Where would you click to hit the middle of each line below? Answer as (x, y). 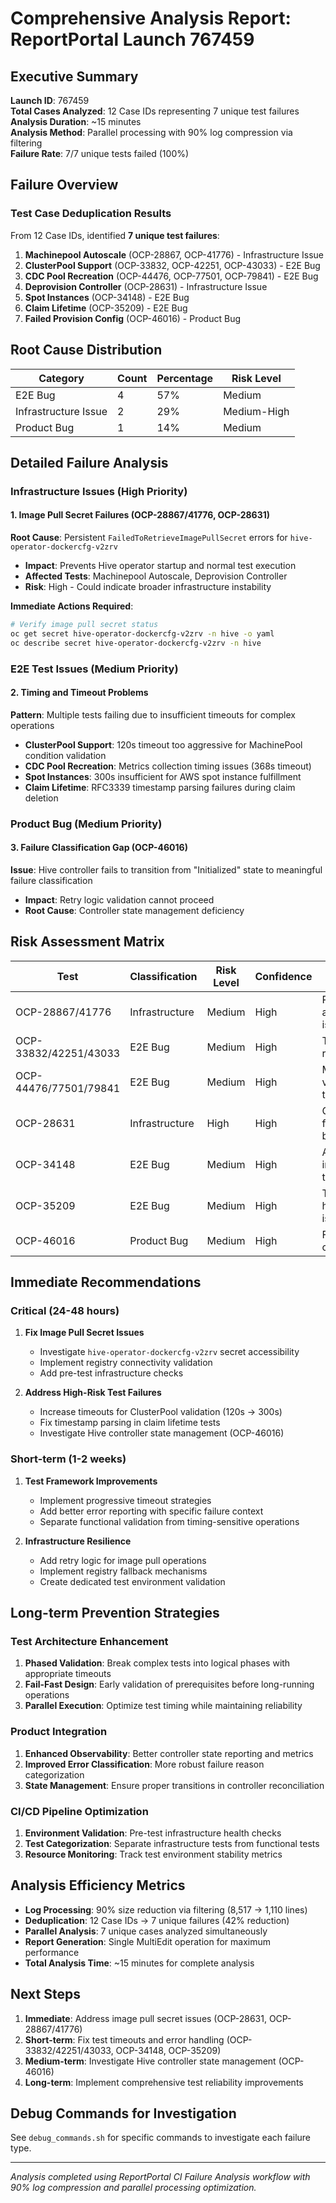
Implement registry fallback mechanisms (123, 1571)
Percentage (185, 378)
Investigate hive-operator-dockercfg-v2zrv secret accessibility (169, 1352)
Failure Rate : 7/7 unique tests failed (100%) (100, 153)
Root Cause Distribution (86, 350)
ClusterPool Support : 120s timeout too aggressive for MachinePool (163, 744)
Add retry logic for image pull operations (123, 1560)
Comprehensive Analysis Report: (151, 18)
